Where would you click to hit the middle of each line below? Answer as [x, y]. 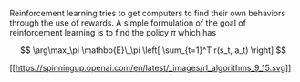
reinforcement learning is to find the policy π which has [113, 32]
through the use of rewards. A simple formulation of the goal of [128, 23]
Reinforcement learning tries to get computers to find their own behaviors [147, 13]
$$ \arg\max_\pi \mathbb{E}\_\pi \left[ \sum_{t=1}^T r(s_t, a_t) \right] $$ [153, 50]
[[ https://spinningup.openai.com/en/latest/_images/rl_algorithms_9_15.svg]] [150, 68]
